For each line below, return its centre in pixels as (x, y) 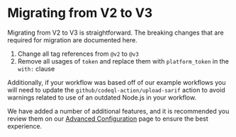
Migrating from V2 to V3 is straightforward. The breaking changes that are (116, 32)
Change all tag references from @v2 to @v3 (78, 54)
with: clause (36, 68)
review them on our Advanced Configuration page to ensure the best (108, 119)
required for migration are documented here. (73, 40)
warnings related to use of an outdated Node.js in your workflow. (102, 97)
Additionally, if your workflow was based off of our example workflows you (117, 82)
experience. (25, 126)
